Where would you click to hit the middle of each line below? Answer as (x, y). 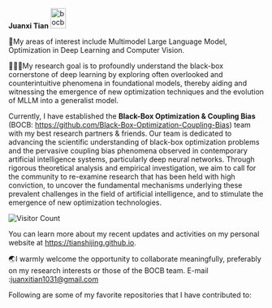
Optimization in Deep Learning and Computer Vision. (97, 50)
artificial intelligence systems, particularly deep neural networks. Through (132, 159)
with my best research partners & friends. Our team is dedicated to (120, 133)
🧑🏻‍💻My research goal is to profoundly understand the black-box (116, 66)
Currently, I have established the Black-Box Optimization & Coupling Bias (132, 116)
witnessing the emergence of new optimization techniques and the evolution (136, 92)
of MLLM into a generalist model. (64, 100)
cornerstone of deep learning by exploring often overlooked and (116, 74)
